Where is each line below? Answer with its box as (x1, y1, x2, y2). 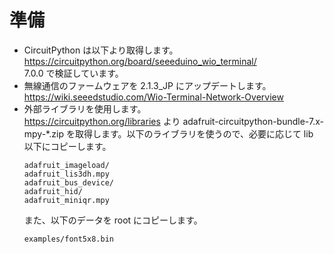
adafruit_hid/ (23, 186, 83, 196)
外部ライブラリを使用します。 (23, 102, 147, 115)
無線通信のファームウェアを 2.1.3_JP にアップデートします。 (23, 79, 272, 91)
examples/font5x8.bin (23, 234, 114, 244)
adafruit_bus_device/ (23, 177, 114, 188)
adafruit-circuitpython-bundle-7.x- (182, 115, 324, 127)
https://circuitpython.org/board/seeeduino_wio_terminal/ (23, 55, 257, 67)
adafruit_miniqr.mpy (23, 195, 110, 205)
